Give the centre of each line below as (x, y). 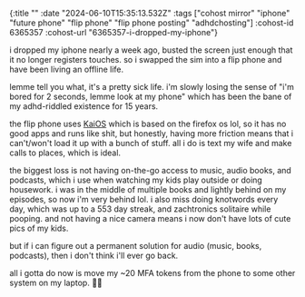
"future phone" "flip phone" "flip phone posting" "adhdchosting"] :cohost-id (152, 23)
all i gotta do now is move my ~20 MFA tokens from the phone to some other (152, 273)
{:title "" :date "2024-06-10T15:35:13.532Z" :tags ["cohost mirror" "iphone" (150, 13)
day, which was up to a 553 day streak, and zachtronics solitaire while (140, 209)
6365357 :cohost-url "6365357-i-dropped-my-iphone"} (113, 32)
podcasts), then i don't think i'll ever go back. (94, 255)
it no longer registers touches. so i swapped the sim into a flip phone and (146, 59)
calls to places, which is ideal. (65, 153)
